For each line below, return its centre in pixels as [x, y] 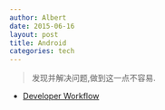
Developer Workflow [61, 96]
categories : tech [42, 51]
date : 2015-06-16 [42, 26]
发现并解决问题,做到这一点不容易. [93, 78]
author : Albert [38, 18]
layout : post [34, 34]
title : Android [38, 43]
